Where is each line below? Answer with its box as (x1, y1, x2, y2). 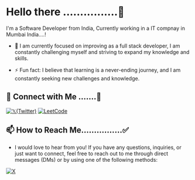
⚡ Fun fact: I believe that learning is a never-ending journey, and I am (14, 66, 181, 73)
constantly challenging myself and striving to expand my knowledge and (14, 48, 190, 55)
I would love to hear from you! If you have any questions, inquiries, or (14, 144, 182, 151)
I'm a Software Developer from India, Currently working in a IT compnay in (6, 25, 186, 32)
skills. (14, 55, 29, 62)
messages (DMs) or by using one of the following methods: (14, 156, 158, 163)
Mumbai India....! (6, 30, 47, 38)
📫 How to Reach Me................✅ (6, 125, 129, 135)
